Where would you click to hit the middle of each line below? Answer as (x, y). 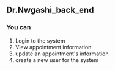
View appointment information (53, 47)
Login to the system (40, 40)
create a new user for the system (57, 60)
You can (19, 27)
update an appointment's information (62, 54)
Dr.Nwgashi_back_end (50, 10)
